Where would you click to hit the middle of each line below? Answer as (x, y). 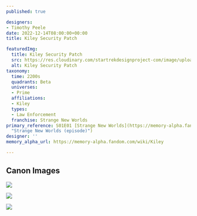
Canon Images (33, 171)
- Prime (21, 93)
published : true (26, 11)
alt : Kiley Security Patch (44, 65)
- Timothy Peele (26, 28)
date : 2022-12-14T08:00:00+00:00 (47, 33)
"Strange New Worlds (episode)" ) (52, 131)
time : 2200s (26, 76)
